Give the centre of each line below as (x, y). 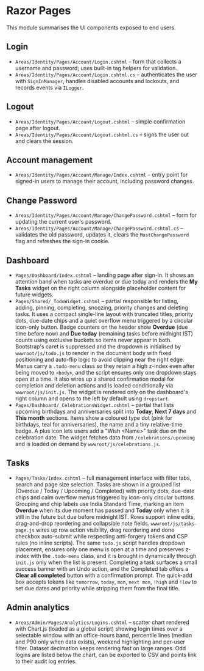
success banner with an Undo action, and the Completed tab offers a (102, 568)
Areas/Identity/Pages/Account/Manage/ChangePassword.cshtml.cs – (99, 228)
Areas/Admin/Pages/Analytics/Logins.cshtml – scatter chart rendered (102, 622)
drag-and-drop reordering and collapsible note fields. (82, 523)
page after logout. (38, 128)
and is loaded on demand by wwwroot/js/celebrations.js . (88, 444)
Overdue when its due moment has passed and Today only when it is (102, 510)
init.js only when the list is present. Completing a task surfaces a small (106, 562)
